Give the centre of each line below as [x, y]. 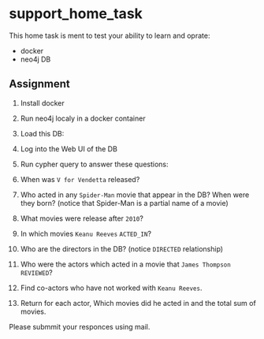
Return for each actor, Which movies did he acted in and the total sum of [138, 303]
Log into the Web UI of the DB [69, 149]
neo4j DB [35, 59]
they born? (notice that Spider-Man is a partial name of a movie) [125, 203]
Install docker [43, 102]
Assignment [39, 84]
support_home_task [76, 14]
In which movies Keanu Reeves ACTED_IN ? [86, 233]
